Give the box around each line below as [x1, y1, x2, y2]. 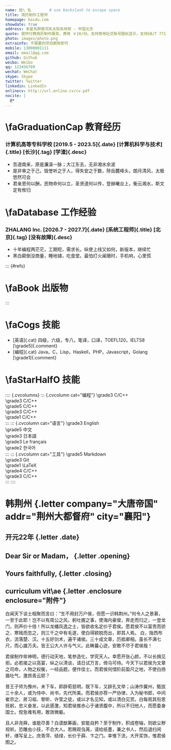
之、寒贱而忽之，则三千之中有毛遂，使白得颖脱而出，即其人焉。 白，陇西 [5, 630, 158, 636]
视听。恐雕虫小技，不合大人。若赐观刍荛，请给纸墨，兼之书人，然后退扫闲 [5, 726, 161, 733]
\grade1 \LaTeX [5, 462, 37, 468]
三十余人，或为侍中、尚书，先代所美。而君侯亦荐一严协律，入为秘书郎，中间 [5, 690, 166, 696]
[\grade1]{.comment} [12, 355, 57, 361]
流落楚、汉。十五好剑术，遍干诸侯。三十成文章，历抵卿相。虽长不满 [14, 636, 157, 642]
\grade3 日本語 [5, 433, 37, 439]
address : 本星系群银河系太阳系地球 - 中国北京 [5, 27, 94, 32]
